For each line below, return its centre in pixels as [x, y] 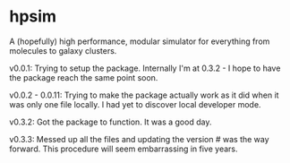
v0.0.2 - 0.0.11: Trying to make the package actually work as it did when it [144, 95]
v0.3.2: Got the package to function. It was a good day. [111, 122]
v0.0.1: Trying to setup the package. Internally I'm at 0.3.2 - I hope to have [145, 68]
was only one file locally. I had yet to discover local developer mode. [135, 104]
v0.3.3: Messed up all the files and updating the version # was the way [140, 139]
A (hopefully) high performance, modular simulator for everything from [140, 41]
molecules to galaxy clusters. [63, 50]
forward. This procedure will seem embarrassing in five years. [124, 149]
